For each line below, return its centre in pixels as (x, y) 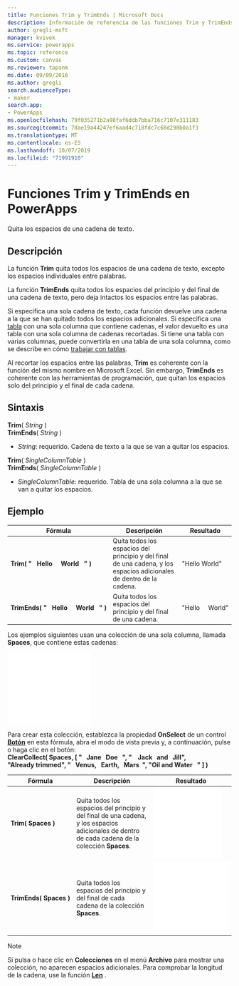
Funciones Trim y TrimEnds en (99, 194)
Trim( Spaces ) (33, 824)
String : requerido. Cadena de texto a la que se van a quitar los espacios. (123, 446)
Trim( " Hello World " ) (51, 564)
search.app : (25, 105)
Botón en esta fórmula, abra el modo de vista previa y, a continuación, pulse (119, 742)
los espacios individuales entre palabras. (67, 276)
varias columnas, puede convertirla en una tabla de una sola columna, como (119, 341)
